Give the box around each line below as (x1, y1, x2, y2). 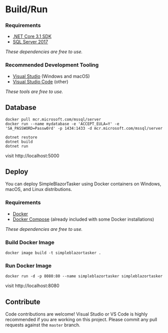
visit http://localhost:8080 (5, 282, 60, 289)
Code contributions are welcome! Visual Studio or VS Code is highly (5, 311, 148, 317)
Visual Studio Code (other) (12, 78, 69, 85)
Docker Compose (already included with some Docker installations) (12, 216, 154, 222)
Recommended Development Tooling (5, 61, 99, 68)
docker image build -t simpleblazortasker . (5, 250, 101, 255)
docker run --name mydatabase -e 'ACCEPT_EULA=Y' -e (5, 121, 120, 126)
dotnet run (5, 144, 29, 149)
